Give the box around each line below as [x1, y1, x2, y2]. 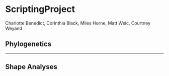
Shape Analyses [5, 62, 58, 71]
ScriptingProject [5, 3, 75, 15]
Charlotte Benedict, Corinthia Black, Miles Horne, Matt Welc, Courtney [5, 20, 151, 26]
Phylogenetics [5, 40, 52, 48]
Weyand [5, 25, 23, 31]
